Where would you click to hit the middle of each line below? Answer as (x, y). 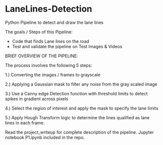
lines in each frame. (25, 123)
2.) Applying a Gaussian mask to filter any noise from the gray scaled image (81, 84)
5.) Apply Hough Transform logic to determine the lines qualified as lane (77, 117)
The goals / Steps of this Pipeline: (39, 32)
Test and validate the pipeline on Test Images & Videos (67, 46)
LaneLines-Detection (49, 9)
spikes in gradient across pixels (37, 99)
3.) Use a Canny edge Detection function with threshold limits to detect (76, 93)
